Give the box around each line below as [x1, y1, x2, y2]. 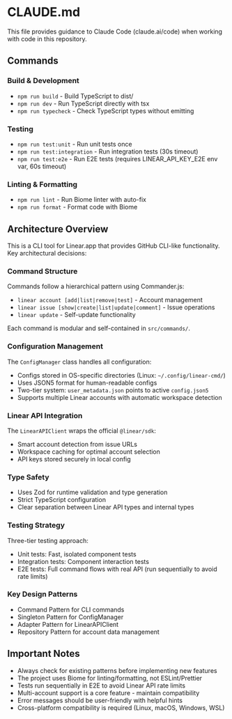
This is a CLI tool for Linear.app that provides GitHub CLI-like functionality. [7, 242, 221, 250]
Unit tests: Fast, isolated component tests [17, 549, 137, 558]
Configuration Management [7, 341, 103, 351]
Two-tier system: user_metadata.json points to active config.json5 [17, 385, 209, 394]
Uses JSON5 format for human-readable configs [17, 378, 157, 387]
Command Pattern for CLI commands [17, 605, 125, 614]
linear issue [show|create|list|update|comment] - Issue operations [17, 303, 215, 311]
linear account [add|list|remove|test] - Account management [17, 296, 203, 304]
